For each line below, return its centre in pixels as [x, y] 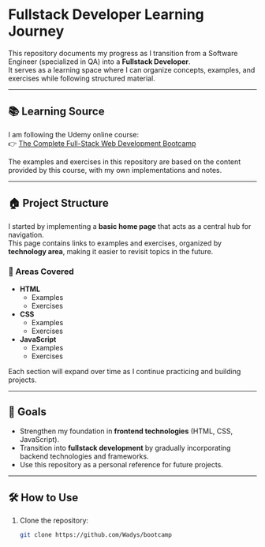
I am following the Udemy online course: [74, 134]
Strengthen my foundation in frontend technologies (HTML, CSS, [126, 431]
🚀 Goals [28, 412]
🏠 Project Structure [58, 203]
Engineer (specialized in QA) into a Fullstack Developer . [99, 62]
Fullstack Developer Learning [106, 15]
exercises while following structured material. [82, 78]
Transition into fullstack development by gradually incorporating [125, 448]
